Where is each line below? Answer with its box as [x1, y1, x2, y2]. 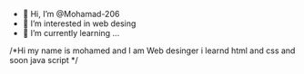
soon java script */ [9, 55, 79, 65]
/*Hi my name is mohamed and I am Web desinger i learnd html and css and [9, 45, 296, 56]
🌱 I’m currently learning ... [22, 28, 120, 38]
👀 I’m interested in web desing [22, 18, 137, 29]
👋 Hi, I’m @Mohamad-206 [22, 9, 120, 19]
